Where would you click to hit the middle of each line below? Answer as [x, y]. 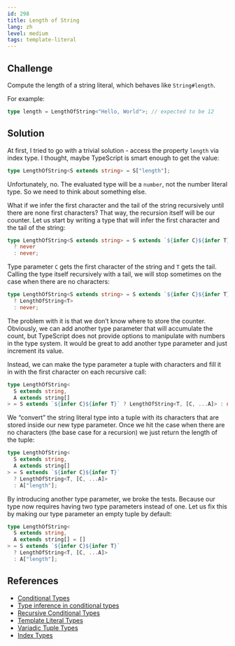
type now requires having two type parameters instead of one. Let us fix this [117, 506]
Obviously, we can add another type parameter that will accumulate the [110, 328]
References [33, 581]
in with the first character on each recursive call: [77, 372]
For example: [26, 98]
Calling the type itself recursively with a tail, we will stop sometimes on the [114, 274]
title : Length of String [43, 20]
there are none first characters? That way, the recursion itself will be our [111, 213]
